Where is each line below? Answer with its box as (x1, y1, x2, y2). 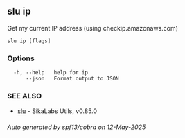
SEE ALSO (7, 92, 42, 101)
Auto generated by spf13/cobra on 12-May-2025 (7, 123, 146, 131)
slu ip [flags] (7, 37, 51, 44)
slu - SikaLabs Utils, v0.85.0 (17, 107, 98, 115)
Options (7, 53, 35, 63)
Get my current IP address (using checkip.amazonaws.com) (7, 24, 179, 32)
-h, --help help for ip (13, 69, 89, 76)
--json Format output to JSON (25, 76, 119, 83)
